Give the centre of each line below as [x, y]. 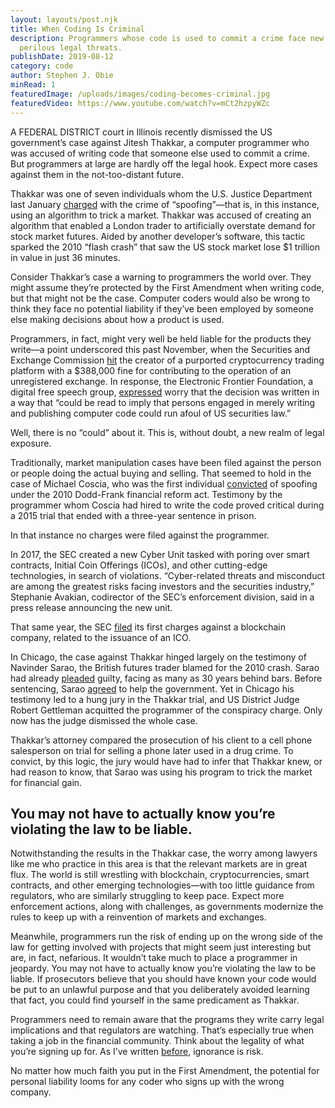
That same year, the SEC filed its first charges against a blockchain [148, 627]
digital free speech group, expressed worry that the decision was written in [165, 392]
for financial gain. [46, 782]
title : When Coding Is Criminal [77, 29]
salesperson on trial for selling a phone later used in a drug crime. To [152, 750]
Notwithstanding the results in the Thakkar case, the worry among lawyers [164, 853]
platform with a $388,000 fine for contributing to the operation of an [151, 370]
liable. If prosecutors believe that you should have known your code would [163, 979]
